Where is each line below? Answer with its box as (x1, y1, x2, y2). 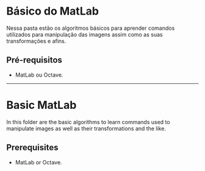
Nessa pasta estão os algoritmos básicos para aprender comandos (6, 24, 175, 32)
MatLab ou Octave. (15, 71, 63, 79)
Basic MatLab (6, 98, 77, 112)
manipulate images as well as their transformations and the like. (6, 125, 167, 132)
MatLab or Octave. (15, 158, 62, 166)
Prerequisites (6, 142, 59, 153)
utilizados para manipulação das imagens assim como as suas (6, 30, 163, 38)
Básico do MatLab (6, 4, 99, 18)
